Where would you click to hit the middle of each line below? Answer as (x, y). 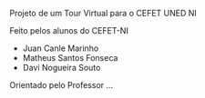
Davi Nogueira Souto (61, 68)
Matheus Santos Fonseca (70, 58)
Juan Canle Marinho (61, 48)
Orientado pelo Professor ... (61, 85)
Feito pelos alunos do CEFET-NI (69, 30)
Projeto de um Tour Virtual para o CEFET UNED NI (103, 13)
